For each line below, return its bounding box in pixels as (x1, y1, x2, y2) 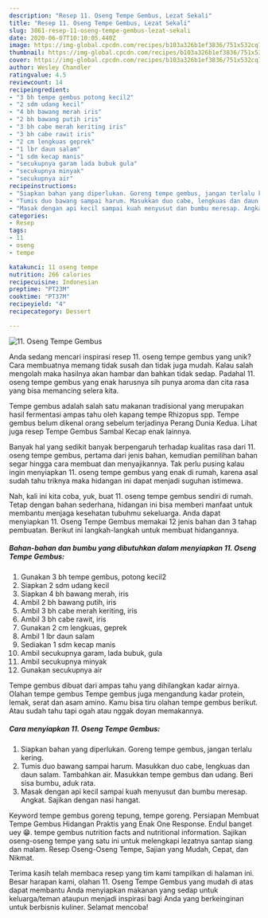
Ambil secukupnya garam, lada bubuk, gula (20, 648, 162, 657)
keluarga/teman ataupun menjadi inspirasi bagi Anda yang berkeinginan (9, 893, 244, 903)
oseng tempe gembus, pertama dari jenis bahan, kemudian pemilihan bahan (9, 450, 258, 460)
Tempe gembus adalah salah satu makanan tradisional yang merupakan (9, 401, 244, 410)
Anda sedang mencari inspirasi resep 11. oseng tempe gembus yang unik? (9, 351, 251, 361)
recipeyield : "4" (9, 300, 67, 308)
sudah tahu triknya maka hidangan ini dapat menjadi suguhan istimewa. (9, 476, 243, 485)
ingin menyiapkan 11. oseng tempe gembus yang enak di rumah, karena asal (9, 467, 258, 477)
